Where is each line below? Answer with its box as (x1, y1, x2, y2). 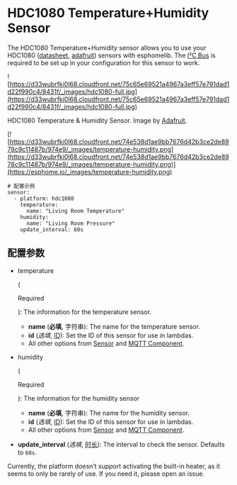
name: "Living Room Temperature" (25, 207, 125, 214)
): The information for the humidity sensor (17, 394, 140, 402)
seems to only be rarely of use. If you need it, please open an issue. (7, 469, 205, 478)
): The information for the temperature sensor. (17, 307, 152, 316)
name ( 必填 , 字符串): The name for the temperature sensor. (28, 322, 200, 330)
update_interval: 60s (20, 225, 83, 233)
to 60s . (17, 448, 37, 457)
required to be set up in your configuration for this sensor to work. (7, 58, 200, 67)
